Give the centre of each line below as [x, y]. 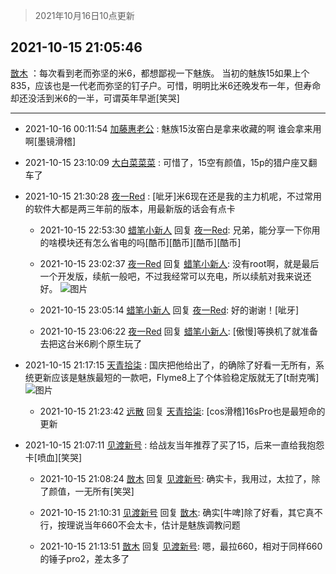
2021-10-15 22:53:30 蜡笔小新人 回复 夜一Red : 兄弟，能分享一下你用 [180, 230]
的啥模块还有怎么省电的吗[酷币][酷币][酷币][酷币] [140, 242]
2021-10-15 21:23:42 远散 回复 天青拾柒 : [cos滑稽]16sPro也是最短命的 [182, 411]
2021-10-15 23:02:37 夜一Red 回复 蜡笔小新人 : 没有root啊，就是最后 [179, 263]
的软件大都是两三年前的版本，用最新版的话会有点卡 [130, 208]
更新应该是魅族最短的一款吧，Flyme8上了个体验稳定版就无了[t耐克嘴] [176, 377]
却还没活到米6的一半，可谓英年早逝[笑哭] [95, 98]
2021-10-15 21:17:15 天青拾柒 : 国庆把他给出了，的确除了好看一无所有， [170, 365]
